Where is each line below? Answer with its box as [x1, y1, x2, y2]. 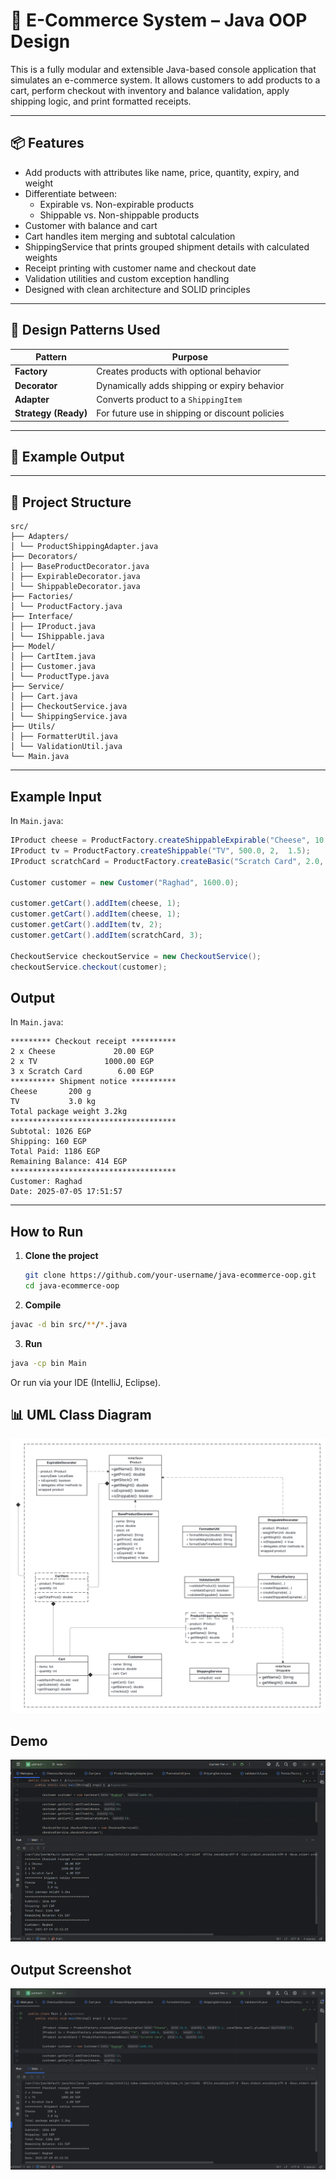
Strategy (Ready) [14, 407, 88, 419]
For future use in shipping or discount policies [96, 407, 285, 419]
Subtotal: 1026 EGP [10, 1127, 92, 1137]
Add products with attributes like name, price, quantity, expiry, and [24, 166, 300, 178]
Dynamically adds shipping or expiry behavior [96, 379, 285, 391]
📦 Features [10, 135, 85, 152]
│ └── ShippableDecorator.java [10, 582, 141, 592]
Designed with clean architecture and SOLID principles [24, 283, 251, 295]
